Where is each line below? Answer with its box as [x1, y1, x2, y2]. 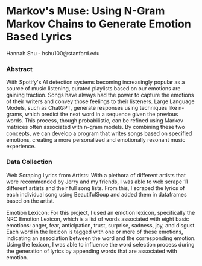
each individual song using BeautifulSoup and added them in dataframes [6, 191, 187, 198]
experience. [6, 143, 36, 150]
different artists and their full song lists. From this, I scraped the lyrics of [6, 184, 185, 191]
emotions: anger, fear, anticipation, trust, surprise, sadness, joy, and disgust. [6, 221, 196, 229]
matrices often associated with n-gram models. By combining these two [6, 124, 185, 131]
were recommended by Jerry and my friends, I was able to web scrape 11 [6, 178, 188, 185]
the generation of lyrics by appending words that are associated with [6, 247, 177, 255]
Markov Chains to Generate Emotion [6, 17, 191, 31]
